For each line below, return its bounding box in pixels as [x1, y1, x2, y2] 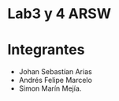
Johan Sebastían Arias [18, 67, 92, 77]
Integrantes [7, 41, 85, 59]
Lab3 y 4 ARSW [7, 5, 112, 23]
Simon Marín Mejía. [18, 84, 82, 93]
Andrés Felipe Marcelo [18, 76, 92, 85]
